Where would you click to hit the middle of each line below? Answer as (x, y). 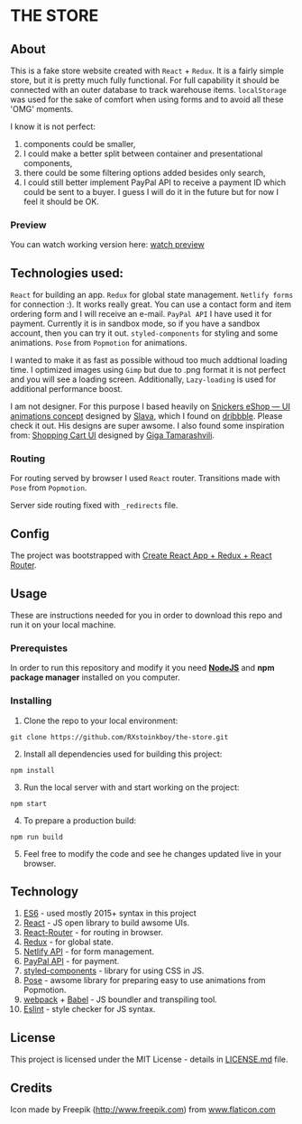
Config (30, 534)
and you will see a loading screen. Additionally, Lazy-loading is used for (143, 379)
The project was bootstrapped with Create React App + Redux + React (142, 555)
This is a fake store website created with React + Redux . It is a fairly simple (147, 70)
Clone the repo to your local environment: (101, 720)
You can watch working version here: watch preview (108, 245)
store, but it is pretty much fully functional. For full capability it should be (145, 80)
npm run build (37, 837)
